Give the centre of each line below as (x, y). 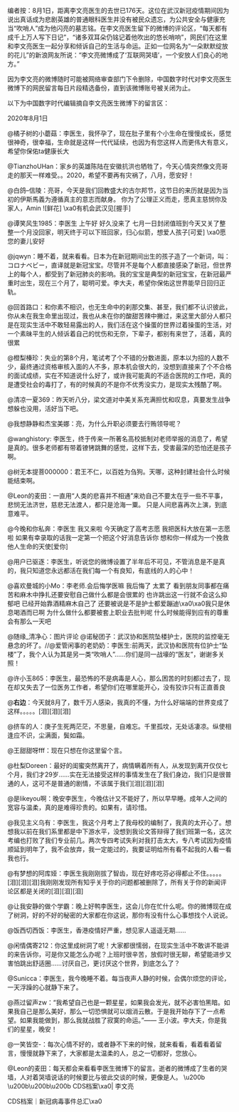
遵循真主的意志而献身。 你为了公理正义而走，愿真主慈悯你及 (139, 199)
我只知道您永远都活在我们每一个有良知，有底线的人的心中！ (107, 571)
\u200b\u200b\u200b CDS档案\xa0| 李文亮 (71, 1086)
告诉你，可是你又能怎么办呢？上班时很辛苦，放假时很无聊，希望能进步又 (126, 954)
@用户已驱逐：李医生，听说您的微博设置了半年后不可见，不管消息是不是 (113, 562)
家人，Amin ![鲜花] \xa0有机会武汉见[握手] (69, 208)
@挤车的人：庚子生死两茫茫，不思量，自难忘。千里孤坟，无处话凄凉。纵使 (116, 726)
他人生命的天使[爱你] (38, 546)
